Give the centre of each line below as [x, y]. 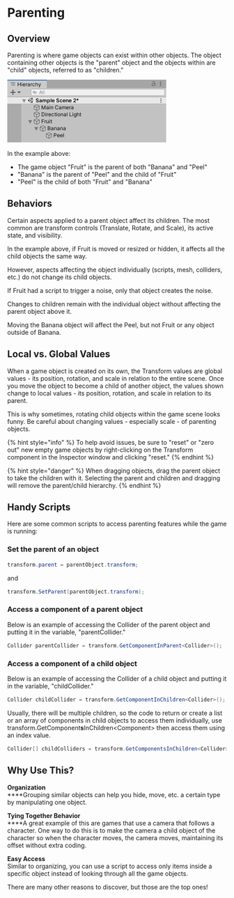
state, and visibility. [35, 235]
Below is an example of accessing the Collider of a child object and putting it [117, 678]
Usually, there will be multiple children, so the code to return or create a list [115, 713]
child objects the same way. [47, 256]
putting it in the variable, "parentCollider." [67, 632]
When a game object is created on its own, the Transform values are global [115, 371]
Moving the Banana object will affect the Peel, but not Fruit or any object [111, 324]
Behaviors [30, 204]
